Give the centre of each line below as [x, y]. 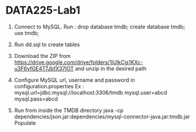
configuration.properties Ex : [49, 86]
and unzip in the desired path [110, 68]
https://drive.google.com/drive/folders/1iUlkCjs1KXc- [78, 62]
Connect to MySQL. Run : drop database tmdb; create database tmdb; [99, 27]
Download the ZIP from [42, 56]
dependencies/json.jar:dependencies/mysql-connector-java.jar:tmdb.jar [102, 117]
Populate [25, 123]
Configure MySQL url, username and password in [75, 80]
